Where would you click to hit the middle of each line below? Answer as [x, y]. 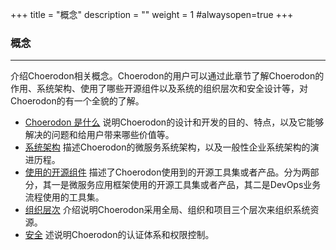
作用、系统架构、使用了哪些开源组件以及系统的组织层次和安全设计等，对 [159, 89]
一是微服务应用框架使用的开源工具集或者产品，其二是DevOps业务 [186, 185]
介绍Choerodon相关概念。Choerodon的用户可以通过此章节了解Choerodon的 [167, 76]
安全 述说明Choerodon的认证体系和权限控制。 [119, 235]
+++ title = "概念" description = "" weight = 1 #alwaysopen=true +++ [152, 14]
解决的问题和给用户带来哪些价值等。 [99, 135]
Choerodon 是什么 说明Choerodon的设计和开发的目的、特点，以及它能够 [174, 122]
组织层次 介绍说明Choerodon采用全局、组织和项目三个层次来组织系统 [167, 210]
